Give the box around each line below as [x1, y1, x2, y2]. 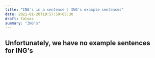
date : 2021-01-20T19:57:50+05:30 [5, 12, 74, 17]
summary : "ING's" [5, 20, 41, 26]
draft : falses [5, 16, 34, 21]
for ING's [5, 46, 33, 55]
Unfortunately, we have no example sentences [5, 39, 151, 47]
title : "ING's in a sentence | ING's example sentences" [5, 7, 124, 12]
